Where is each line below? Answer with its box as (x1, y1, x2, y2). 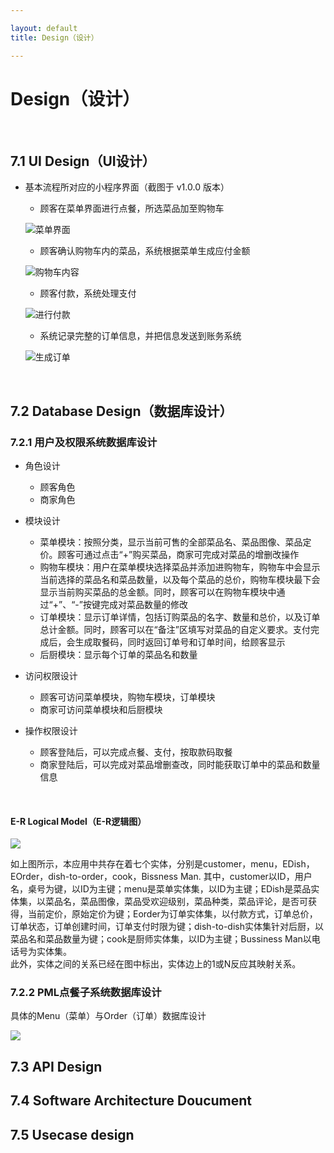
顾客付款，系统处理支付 (39, 287, 137, 300)
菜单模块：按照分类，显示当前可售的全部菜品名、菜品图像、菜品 (39, 536, 303, 548)
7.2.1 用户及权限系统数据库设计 (10, 435, 158, 449)
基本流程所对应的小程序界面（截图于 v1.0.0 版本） (24, 181, 230, 193)
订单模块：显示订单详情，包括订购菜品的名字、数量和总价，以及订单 (39, 611, 321, 623)
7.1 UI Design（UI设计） (10, 152, 156, 170)
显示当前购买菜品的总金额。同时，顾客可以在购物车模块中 (39, 586, 277, 598)
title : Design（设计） (10, 32, 99, 43)
